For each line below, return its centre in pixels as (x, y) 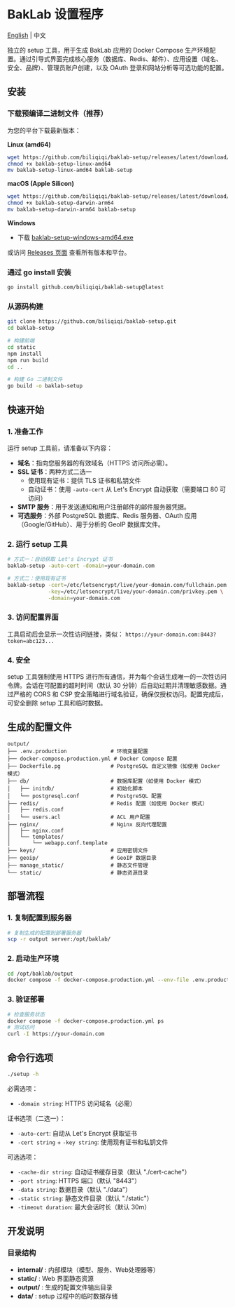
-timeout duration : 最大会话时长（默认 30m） (84, 1207)
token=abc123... (31, 641)
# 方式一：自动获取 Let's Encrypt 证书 (60, 559)
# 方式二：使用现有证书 (37, 578)
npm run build (28, 360)
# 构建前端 (21, 341)
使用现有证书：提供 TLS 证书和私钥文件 (84, 480)
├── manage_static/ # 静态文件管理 (78, 865)
